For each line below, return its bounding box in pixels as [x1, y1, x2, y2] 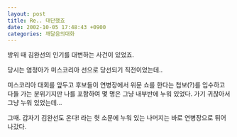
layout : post [7, 10, 46, 18]
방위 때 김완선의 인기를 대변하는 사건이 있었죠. [7, 50, 135, 59]
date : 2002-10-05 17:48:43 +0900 [7, 23, 106, 31]
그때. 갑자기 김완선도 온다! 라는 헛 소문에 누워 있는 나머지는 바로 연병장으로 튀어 [7, 114, 227, 122]
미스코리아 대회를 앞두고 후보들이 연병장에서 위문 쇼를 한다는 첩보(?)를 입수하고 [7, 81, 226, 89]
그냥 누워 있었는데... [7, 99, 62, 107]
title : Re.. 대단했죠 [7, 17, 65, 24]
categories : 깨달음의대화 [7, 30, 75, 38]
